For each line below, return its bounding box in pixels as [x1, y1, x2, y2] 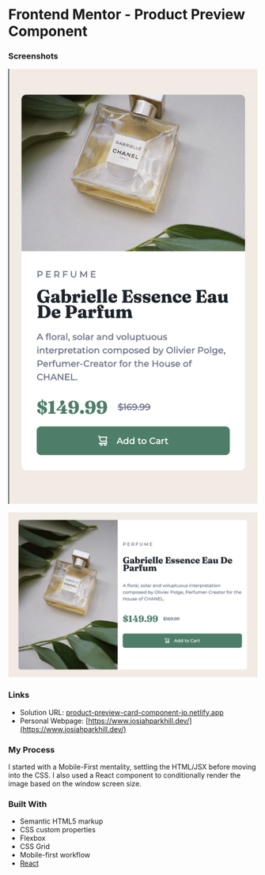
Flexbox [19, 833, 46, 843]
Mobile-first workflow [19, 850, 91, 860]
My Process [8, 744, 55, 755]
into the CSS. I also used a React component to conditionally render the [8, 770, 241, 780]
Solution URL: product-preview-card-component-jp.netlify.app [19, 707, 224, 717]
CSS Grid [19, 842, 50, 851]
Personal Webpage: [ [19, 716, 89, 725]
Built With [8, 798, 47, 809]
